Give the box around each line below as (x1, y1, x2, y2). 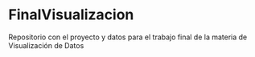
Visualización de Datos (8, 40, 84, 50)
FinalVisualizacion (8, 6, 134, 24)
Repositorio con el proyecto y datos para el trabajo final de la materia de (8, 32, 248, 42)
